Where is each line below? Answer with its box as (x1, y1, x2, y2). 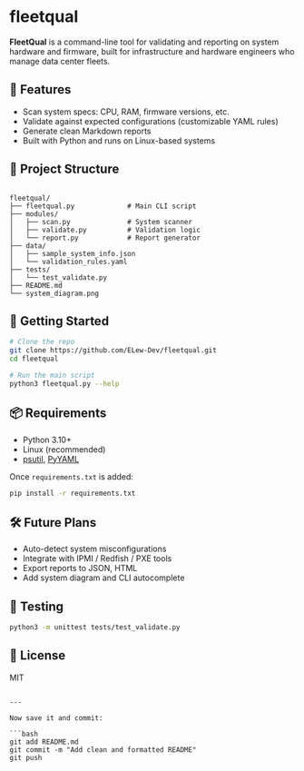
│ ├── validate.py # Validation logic (9, 225, 201, 234)
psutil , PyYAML (22, 453, 80, 464)
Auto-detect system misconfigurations (22, 543, 167, 555)
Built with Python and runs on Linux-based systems (22, 134, 216, 146)
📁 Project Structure (9, 162, 120, 177)
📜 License (9, 647, 66, 664)
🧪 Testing (9, 598, 64, 614)
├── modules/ (9, 209, 59, 219)
